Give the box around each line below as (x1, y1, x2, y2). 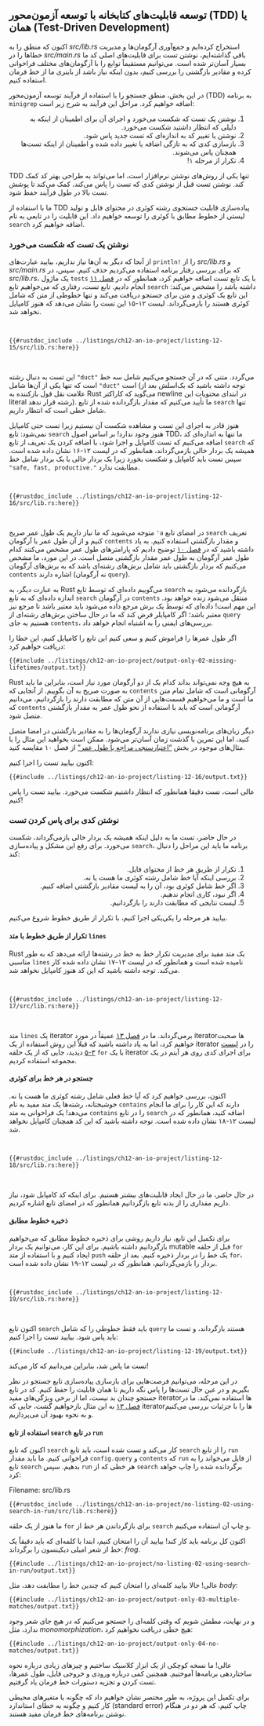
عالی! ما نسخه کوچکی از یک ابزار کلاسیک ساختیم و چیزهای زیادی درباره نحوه (9, 1661, 232, 1670)
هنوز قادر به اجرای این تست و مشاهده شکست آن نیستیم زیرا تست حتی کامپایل (9, 421, 240, 430)
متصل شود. (9, 711, 42, 720)
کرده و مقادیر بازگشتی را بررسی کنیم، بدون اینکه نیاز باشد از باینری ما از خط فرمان (9, 67, 251, 76)
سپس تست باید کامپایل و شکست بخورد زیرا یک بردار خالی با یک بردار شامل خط (9, 454, 242, 464)
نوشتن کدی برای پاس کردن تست (9, 815, 120, 826)
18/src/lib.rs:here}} (9, 1161, 80, 1169)
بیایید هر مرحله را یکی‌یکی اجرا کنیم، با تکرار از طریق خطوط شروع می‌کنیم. (9, 913, 228, 923)
